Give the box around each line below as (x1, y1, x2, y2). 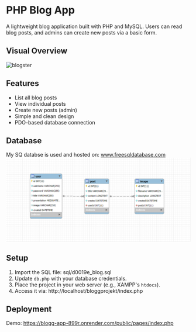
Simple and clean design (14, 112, 74, 120)
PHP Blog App (6, 4, 75, 17)
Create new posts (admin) (14, 106, 78, 113)
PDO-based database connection (14, 119, 95, 126)
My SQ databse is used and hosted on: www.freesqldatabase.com (6, 151, 166, 158)
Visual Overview (6, 46, 68, 56)
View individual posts (14, 100, 66, 107)
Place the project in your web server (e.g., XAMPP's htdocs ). (14, 281, 161, 288)
